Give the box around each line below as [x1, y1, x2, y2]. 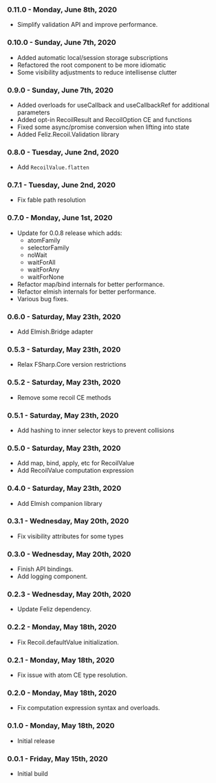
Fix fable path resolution [17, 196, 86, 204]
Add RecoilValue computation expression [17, 467, 134, 475]
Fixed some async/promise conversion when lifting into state [17, 123, 190, 131]
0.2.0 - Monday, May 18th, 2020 [7, 688, 117, 698]
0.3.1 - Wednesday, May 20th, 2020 [7, 516, 129, 526]
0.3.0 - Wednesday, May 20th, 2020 [7, 549, 131, 559]
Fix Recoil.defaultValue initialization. [17, 638, 119, 646]
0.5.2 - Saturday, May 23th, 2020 [7, 378, 121, 387]
